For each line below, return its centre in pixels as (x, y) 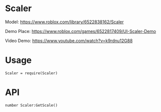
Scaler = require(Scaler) (31, 73)
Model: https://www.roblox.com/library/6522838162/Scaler (64, 22)
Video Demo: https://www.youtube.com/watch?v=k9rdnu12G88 (69, 40)
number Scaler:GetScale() (31, 105)
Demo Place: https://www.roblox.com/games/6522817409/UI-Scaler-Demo (80, 31)
